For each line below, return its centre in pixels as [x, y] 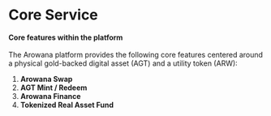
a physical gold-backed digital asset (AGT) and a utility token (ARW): [123, 63]
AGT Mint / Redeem [54, 88]
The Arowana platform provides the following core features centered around [136, 54]
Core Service [54, 15]
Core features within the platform [66, 37]
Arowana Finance [50, 96]
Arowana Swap [46, 79]
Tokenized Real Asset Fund [67, 105]
